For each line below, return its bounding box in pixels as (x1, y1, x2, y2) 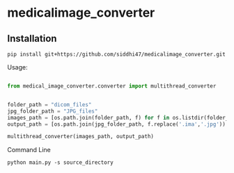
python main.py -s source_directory (7, 159, 114, 166)
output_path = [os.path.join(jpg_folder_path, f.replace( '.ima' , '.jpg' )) (7, 120, 226, 128)
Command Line (7, 146, 51, 154)
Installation (7, 33, 57, 44)
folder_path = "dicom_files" (7, 101, 92, 108)
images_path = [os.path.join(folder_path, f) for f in (7, 114, 170, 121)
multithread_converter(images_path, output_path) (7, 133, 155, 140)
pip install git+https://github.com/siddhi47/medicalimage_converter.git (7, 51, 226, 58)
